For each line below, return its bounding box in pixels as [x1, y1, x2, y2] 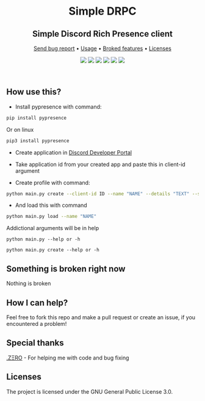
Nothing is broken [6, 280, 51, 287]
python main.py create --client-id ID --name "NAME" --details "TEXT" [6, 190, 190, 197]
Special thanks [6, 338, 64, 349]
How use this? [6, 87, 62, 97]
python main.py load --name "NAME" [6, 214, 97, 220]
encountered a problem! [6, 320, 67, 327]
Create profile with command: [15, 179, 90, 186]
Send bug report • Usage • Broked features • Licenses [33, 45, 172, 52]
